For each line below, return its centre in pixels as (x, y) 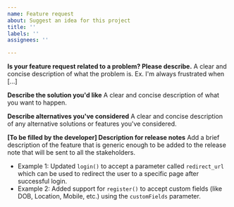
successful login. (42, 182)
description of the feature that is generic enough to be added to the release (117, 145)
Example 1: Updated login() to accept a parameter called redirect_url (121, 166)
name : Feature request (41, 14)
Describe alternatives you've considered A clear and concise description (115, 117)
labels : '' (23, 34)
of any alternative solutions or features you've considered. (92, 124)
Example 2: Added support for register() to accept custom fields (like (120, 189)
